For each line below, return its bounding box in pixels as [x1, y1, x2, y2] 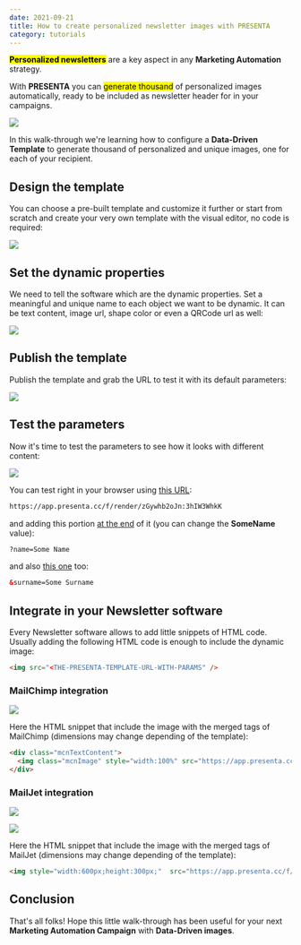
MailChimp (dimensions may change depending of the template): [9, 731, 249, 742]
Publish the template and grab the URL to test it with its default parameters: [9, 374, 287, 385]
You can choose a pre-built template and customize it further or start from [9, 203, 283, 214]
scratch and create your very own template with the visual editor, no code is [9, 212, 289, 224]
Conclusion [9, 892, 75, 907]
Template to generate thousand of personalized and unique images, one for [9, 144, 289, 155]
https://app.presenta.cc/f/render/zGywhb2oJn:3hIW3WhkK [9, 502, 222, 511]
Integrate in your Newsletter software [9, 603, 223, 618]
